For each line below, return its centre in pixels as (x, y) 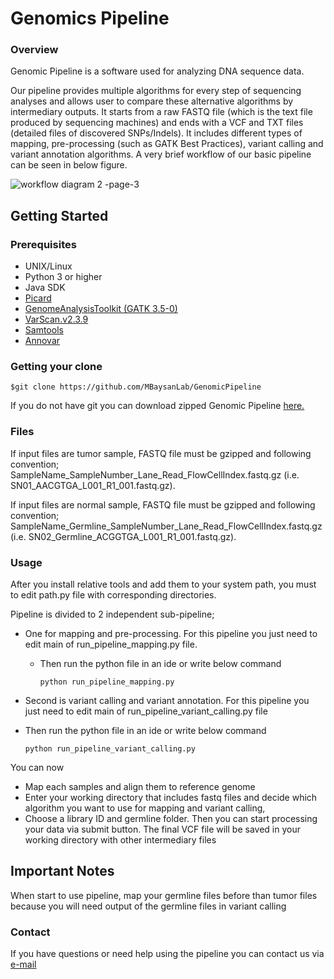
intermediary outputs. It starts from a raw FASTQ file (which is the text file (161, 112)
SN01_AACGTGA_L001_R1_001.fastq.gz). (93, 485)
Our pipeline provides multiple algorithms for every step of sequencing (156, 91)
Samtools (44, 330)
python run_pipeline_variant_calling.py (110, 749)
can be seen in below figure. (69, 165)
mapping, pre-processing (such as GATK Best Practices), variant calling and (167, 144)
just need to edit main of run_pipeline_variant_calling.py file (146, 711)
